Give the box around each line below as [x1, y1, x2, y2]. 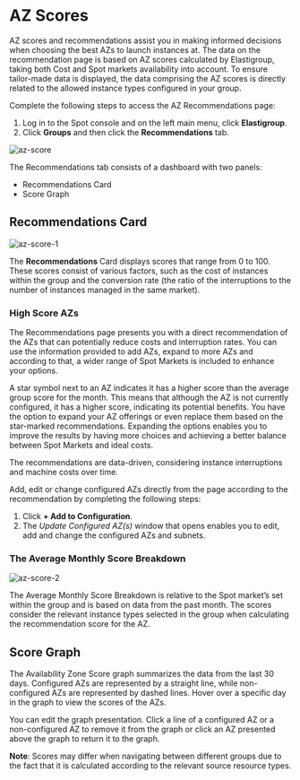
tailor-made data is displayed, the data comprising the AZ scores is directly [9, 73, 287, 83]
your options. [9, 365, 58, 377]
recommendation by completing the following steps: [9, 494, 201, 505]
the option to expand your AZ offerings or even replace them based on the [9, 412, 284, 422]
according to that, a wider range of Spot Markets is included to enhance [9, 356, 275, 367]
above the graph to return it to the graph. [9, 733, 160, 744]
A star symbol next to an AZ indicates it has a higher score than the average [9, 383, 289, 394]
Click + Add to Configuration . [21, 511, 133, 522]
